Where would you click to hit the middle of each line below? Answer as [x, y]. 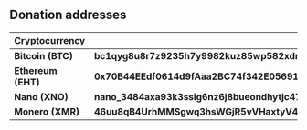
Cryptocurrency [50, 40]
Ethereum [36, 70]
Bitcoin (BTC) [43, 55]
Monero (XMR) [47, 111]
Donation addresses [68, 15]
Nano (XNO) [41, 96]
